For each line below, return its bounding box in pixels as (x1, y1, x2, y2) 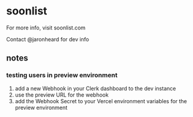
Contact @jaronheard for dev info (6, 35, 89, 43)
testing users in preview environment (6, 71, 118, 79)
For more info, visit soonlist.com (6, 24, 86, 31)
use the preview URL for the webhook (14, 91, 109, 98)
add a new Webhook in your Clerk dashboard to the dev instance (14, 85, 176, 92)
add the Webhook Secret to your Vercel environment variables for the (14, 97, 188, 104)
